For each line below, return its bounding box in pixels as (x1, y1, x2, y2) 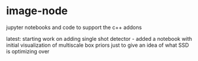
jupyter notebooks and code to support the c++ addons (6, 24, 142, 31)
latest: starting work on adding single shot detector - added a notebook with (6, 35, 193, 42)
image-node (6, 4, 68, 18)
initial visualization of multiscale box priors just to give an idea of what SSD (6, 41, 189, 49)
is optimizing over (6, 47, 50, 54)
